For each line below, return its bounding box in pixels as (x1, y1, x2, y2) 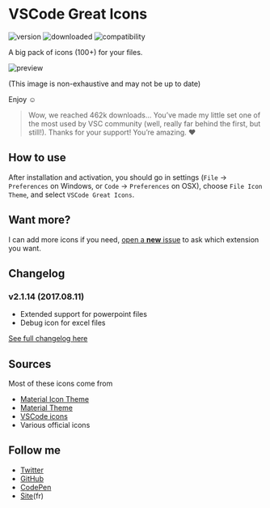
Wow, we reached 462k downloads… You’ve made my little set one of (27, 110, 261, 120)
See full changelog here (8, 334, 88, 344)
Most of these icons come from (8, 378, 113, 389)
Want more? (8, 213, 71, 227)
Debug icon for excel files (19, 318, 106, 328)
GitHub (19, 473, 44, 483)
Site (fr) (19, 491, 44, 501)
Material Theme (19, 403, 73, 413)
